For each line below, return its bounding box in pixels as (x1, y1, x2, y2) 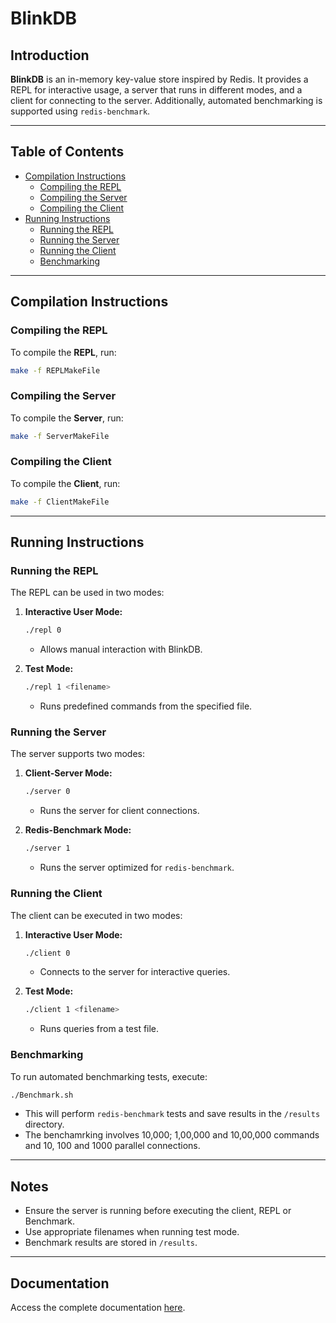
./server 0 (24, 787, 71, 797)
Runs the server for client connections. (39, 805, 200, 817)
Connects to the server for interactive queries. (39, 966, 231, 978)
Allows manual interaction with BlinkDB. (39, 643, 203, 656)
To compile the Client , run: (10, 477, 121, 489)
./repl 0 (24, 625, 62, 636)
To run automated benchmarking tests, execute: (10, 1070, 208, 1082)
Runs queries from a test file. (39, 1023, 160, 1035)
